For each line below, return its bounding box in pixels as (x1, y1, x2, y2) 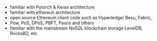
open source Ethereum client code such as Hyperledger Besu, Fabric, (9, 15, 153, 20)
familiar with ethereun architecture (9, 9, 80, 15)
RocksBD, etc (9, 31, 38, 36)
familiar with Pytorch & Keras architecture (9, 4, 95, 10)
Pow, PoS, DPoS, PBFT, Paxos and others (9, 20, 95, 26)
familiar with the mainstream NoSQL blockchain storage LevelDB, (9, 25, 143, 31)
